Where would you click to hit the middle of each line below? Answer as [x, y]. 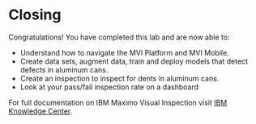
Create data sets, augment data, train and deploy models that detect [134, 61]
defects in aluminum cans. [64, 69]
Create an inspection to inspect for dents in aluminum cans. [119, 78]
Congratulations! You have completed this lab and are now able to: [119, 37]
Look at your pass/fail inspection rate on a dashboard [109, 87]
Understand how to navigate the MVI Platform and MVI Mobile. [124, 52]
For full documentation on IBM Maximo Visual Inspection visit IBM [118, 102]
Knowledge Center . [41, 111]
